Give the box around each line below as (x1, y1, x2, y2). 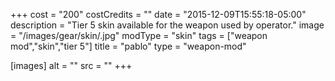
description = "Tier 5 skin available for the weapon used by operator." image (10, 19, 325, 31)
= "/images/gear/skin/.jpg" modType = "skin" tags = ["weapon (10, 30, 268, 41)
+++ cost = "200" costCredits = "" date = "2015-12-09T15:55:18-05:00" (10, 9, 307, 20)
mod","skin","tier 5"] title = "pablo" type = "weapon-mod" (10, 40, 247, 52)
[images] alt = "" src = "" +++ (10, 60, 133, 71)
